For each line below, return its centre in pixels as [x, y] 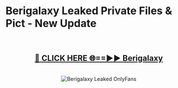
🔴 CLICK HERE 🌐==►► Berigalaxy [99, 58]
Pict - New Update [51, 23]
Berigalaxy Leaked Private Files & [89, 11]
